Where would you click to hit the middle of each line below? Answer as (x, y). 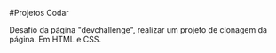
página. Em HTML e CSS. (55, 39)
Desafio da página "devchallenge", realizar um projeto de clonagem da (138, 30)
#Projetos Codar (39, 13)
